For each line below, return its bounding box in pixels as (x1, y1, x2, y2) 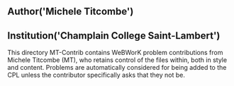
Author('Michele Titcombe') (7, 6, 134, 18)
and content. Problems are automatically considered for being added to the (7, 63, 227, 72)
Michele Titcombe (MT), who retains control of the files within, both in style (7, 56, 228, 64)
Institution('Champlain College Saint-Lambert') (7, 30, 221, 42)
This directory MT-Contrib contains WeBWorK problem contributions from (7, 49, 223, 57)
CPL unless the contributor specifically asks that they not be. (7, 70, 186, 80)
